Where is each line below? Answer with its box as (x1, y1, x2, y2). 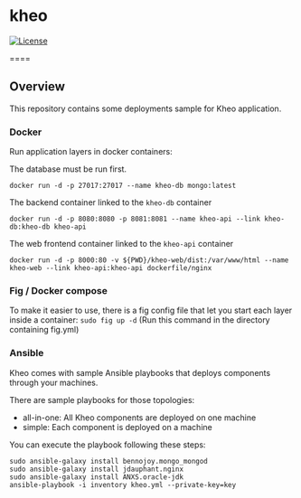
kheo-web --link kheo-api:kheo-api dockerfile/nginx (9, 264, 212, 273)
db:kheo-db (9, 222, 51, 231)
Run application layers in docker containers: (9, 146, 174, 157)
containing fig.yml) (9, 324, 80, 335)
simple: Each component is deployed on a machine (22, 421, 212, 432)
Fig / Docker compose (9, 284, 108, 296)
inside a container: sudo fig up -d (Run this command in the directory (9, 315, 270, 325)
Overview (9, 79, 66, 95)
